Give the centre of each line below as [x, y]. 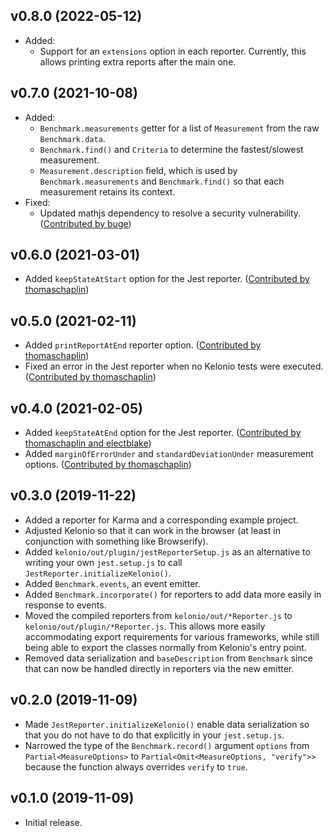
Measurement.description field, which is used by [138, 170]
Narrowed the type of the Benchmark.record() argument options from [167, 745]
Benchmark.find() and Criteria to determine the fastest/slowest [171, 149]
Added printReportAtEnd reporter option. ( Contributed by [143, 345]
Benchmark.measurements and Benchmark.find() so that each [162, 181]
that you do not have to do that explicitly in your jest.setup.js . [154, 735]
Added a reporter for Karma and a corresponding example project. [161, 520]
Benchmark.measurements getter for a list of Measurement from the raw [179, 128]
